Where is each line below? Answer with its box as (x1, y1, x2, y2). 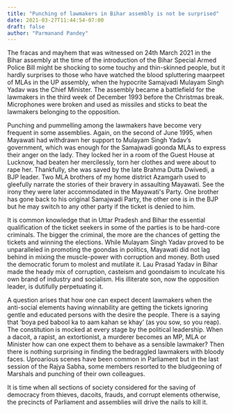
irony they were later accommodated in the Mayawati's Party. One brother (7, 188, 219, 196)
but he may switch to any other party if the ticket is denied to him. (7, 202, 196, 211)
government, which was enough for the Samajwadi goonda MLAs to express (7, 143, 226, 152)
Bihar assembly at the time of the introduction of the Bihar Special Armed (7, 56, 217, 65)
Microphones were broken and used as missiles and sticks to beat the (7, 100, 207, 108)
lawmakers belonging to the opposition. (7, 108, 120, 116)
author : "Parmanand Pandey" (7, 29, 89, 37)
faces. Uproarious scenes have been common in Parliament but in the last (7, 355, 219, 364)
